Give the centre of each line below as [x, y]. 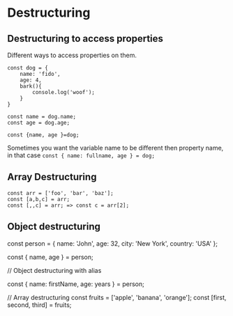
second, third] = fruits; [39, 305]
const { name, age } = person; [50, 257]
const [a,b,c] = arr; [39, 199]
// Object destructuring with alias [54, 270]
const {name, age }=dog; [43, 135]
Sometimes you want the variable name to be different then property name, [115, 148]
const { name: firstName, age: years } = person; [76, 284]
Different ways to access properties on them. [72, 55]
